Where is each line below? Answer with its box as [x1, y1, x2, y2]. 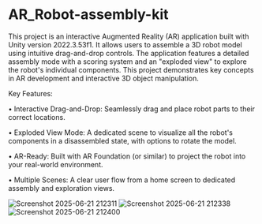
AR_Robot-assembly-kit [8, 6, 169, 24]
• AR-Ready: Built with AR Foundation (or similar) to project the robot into [8, 151, 246, 161]
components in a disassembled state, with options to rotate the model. [8, 136, 237, 145]
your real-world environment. [8, 159, 103, 169]
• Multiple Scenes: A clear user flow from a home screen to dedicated [8, 175, 236, 185]
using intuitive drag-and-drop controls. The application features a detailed [8, 48, 249, 58]
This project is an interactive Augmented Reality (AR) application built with [8, 32, 249, 41]
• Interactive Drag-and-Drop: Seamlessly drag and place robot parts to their [8, 104, 255, 114]
